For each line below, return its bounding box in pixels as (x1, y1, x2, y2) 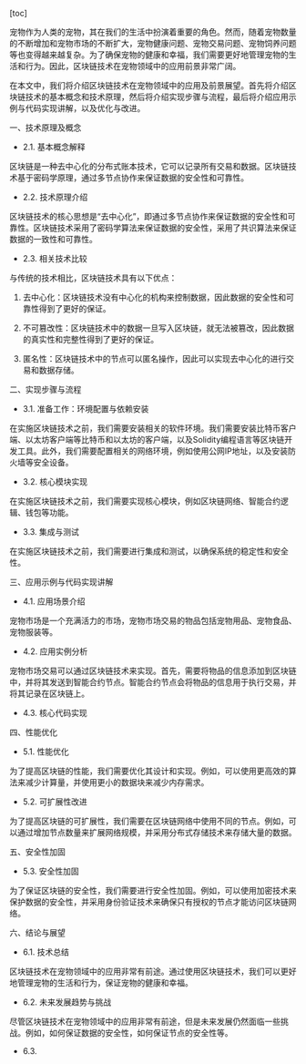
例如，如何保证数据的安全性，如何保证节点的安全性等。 (25, 1028, 233, 1038)
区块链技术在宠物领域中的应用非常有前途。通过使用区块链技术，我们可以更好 (9, 966, 297, 977)
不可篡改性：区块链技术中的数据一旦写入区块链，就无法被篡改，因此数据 (22, 322, 294, 333)
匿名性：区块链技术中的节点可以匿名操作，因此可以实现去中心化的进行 (22, 353, 287, 363)
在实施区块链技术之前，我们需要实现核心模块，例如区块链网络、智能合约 (9, 496, 280, 506)
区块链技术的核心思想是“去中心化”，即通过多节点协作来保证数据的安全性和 (9, 211, 289, 221)
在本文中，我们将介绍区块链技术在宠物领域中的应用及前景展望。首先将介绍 (9, 80, 289, 90)
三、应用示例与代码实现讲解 (9, 577, 114, 587)
